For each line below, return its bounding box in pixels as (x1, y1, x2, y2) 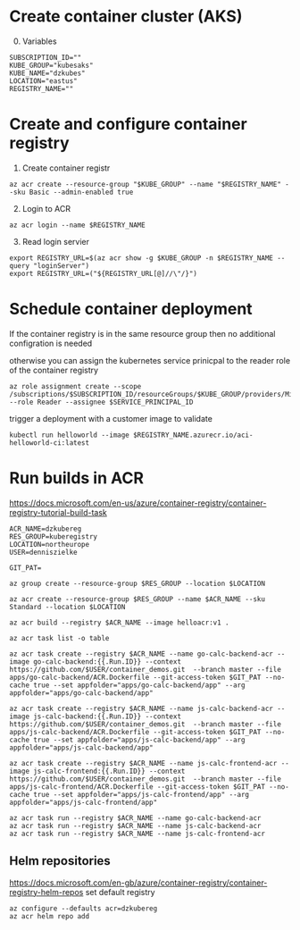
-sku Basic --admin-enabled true (9, 188, 134, 197)
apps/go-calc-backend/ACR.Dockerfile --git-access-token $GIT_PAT (9, 673, 262, 682)
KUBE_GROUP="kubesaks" (9, 61, 94, 70)
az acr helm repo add (9, 911, 90, 921)
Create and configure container (9, 114, 247, 135)
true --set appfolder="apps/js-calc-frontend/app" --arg (32, 790, 250, 799)
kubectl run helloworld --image (9, 431, 129, 440)
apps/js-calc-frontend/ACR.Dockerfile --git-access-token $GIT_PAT (9, 782, 266, 792)
